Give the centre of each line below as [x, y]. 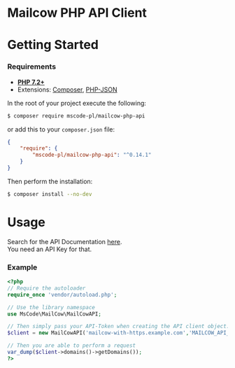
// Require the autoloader [47, 288]
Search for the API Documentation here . [65, 241]
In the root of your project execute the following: [77, 103]
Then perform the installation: [50, 181]
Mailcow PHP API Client [77, 13]
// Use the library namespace [51, 307]
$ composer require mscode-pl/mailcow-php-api [76, 116]
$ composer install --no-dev [50, 194]
